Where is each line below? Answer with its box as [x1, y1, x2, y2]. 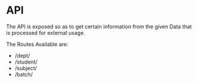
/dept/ [14, 52, 30, 59]
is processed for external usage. [6, 29, 85, 36]
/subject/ [14, 64, 37, 71]
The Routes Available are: [6, 41, 68, 48]
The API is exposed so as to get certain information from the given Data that [6, 23, 192, 30]
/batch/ [14, 71, 33, 78]
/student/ [14, 58, 37, 65]
